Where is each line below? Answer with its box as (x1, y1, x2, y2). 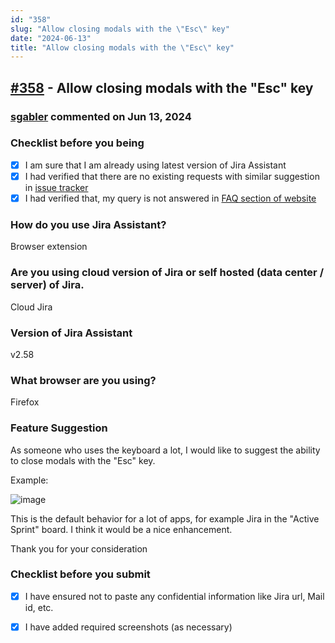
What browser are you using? (10, 373, 157, 387)
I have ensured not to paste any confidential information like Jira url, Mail (24, 590, 325, 602)
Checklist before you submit (10, 567, 151, 581)
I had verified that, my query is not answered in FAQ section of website (24, 192, 317, 204)
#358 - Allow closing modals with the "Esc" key (10, 79, 314, 96)
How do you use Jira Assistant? (10, 217, 167, 231)
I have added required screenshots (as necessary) (24, 621, 233, 633)
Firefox (10, 396, 40, 408)
